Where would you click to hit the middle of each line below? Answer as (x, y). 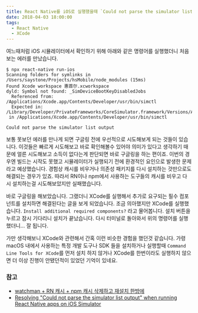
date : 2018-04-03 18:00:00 (39, 17)
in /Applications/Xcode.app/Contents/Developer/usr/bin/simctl (88, 118)
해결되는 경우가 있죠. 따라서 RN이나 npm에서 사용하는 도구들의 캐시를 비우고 (94, 176)
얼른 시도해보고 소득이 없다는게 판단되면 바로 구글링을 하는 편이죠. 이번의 (100, 154)
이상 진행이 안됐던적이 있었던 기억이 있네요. (68, 260)
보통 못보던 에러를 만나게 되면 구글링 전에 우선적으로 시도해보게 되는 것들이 (92, 139)
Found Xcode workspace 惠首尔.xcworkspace (58, 86)
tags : (13, 22)
